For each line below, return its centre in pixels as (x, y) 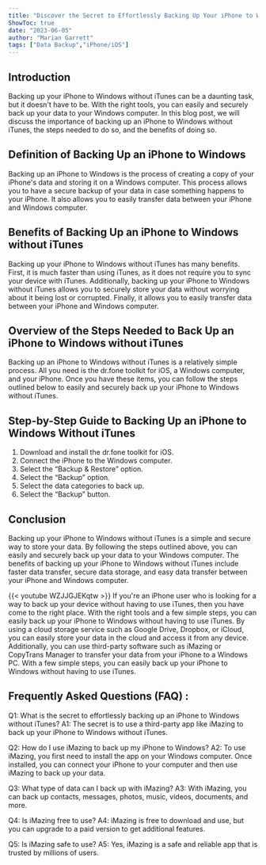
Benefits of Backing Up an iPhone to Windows (123, 232)
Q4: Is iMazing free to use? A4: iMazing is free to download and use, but (126, 820)
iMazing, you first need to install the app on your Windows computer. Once (130, 756)
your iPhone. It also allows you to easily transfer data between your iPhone (130, 199)
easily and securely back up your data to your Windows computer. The (123, 555)
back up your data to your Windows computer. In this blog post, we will (124, 112)
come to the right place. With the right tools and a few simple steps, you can (133, 612)
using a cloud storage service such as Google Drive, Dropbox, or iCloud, (126, 629)
